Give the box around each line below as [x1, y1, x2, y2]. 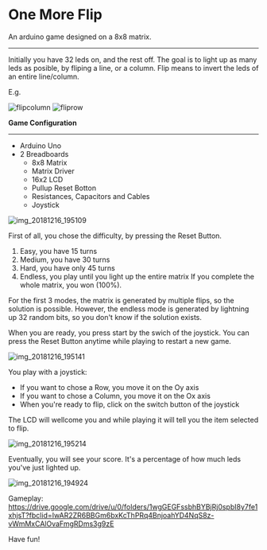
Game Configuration [8, 118, 77, 127]
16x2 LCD [31, 174, 64, 184]
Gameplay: [8, 493, 44, 503]
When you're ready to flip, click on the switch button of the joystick [19, 400, 240, 409]
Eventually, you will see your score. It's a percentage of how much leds [8, 454, 241, 463]
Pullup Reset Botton [31, 183, 97, 193]
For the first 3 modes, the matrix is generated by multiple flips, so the [8, 295, 234, 305]
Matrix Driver [31, 166, 75, 176]
